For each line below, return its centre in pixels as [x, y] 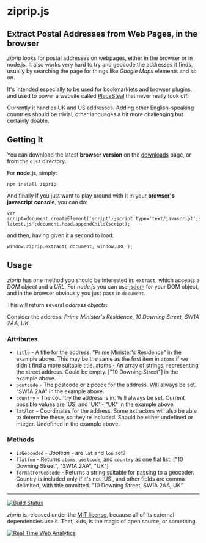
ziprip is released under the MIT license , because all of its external [91, 515]
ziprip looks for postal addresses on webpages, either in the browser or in [100, 58]
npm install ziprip [32, 184]
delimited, [28, 486]
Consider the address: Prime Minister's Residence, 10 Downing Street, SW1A [103, 317]
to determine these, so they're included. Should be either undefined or [104, 417]
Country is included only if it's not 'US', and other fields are [90, 479]
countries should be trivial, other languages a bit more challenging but [95, 114]
